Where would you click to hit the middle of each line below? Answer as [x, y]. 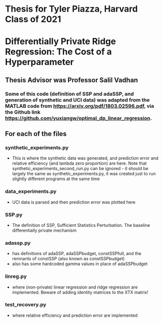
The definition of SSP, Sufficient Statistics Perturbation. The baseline [81, 225]
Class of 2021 [33, 19]
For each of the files [36, 134]
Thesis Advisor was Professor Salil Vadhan [72, 80]
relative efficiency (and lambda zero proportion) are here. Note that [79, 163]
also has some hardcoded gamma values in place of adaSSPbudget [80, 264]
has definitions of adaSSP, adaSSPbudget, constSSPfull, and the [77, 254]
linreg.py [16, 276]
